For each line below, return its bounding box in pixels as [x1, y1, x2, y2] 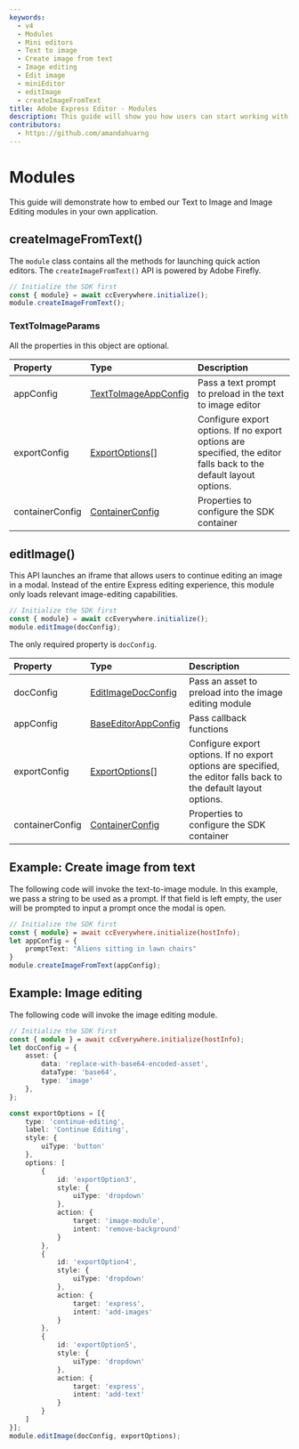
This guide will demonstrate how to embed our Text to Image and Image [9, 197, 273, 207]
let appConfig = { [9, 936, 77, 945]
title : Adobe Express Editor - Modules [9, 104, 158, 113]
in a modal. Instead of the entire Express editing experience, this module [9, 579, 275, 590]
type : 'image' [41, 1076, 93, 1086]
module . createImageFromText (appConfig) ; [9, 961, 162, 970]
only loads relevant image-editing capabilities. [9, 589, 179, 600]
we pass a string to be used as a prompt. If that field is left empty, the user [9, 893, 282, 903]
